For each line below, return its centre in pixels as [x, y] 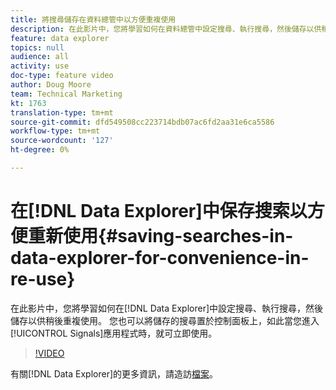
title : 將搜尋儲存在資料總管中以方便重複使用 [93, 19]
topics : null [37, 47]
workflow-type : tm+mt [55, 131]
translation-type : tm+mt [62, 112]
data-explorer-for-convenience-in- [160, 258]
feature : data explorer [60, 38]
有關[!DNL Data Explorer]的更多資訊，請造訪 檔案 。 [114, 373]
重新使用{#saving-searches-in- [161, 236]
